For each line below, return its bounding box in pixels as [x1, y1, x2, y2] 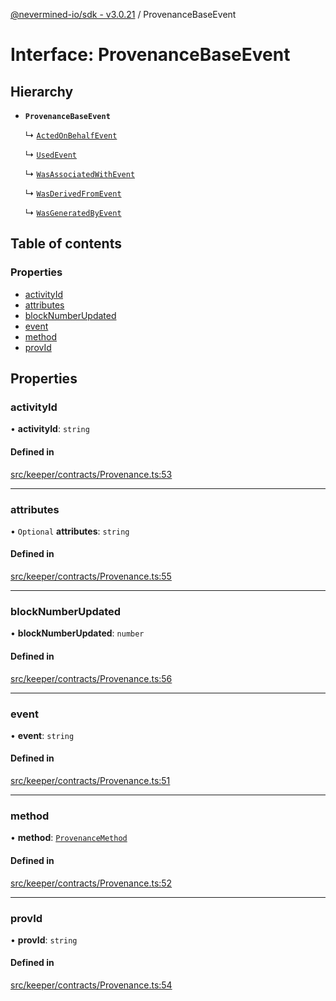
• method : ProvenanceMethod [10, 832, 128, 844]
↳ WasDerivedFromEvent [24, 187, 122, 199]
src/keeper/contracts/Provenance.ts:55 [10, 570, 172, 583]
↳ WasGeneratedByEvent [24, 207, 122, 218]
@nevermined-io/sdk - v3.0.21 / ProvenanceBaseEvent [10, 9, 237, 20]
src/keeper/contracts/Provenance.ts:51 [10, 775, 171, 787]
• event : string [10, 729, 75, 741]
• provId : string [10, 934, 78, 946]
